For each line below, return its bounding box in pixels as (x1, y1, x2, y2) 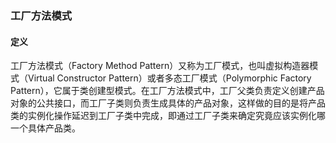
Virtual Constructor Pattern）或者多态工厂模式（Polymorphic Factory (27, 72, 312, 84)
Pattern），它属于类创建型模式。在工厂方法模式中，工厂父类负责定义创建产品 (10, 85, 325, 97)
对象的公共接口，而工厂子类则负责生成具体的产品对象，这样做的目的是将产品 (10, 97, 326, 109)
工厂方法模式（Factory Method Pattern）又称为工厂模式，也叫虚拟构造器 (10, 60, 310, 72)
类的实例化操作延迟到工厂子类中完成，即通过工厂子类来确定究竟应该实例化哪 (10, 110, 326, 122)
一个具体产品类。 (10, 122, 81, 134)
